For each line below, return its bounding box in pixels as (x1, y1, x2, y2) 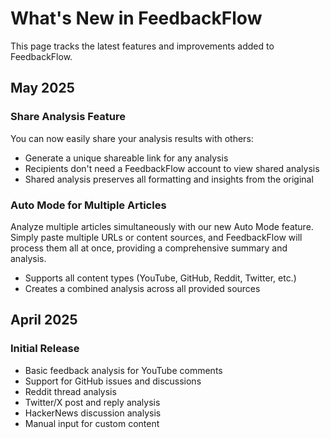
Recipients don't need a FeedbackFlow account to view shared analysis (24, 162, 320, 174)
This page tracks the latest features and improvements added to (10, 40, 275, 52)
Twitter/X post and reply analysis (24, 396, 161, 408)
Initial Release (10, 342, 80, 356)
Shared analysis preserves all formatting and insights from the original (24, 173, 314, 185)
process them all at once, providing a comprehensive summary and (10, 242, 288, 254)
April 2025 (10, 312, 78, 329)
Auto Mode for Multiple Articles (10, 198, 167, 212)
